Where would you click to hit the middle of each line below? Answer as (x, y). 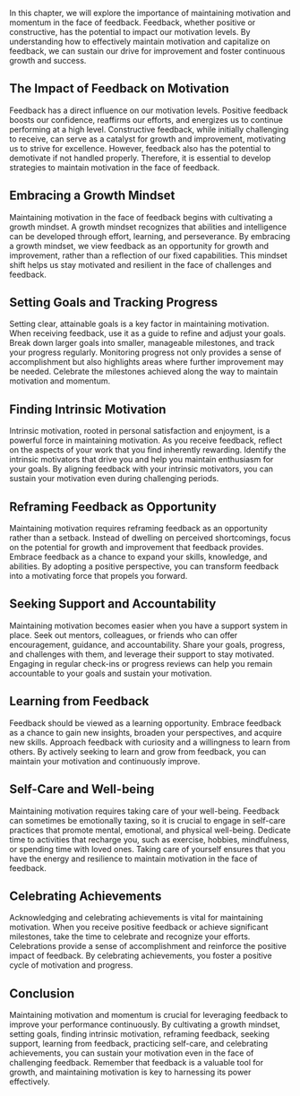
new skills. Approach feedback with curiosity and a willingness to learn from (150, 742)
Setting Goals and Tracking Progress (114, 302)
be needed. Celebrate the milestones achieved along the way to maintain (144, 372)
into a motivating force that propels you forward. (99, 576)
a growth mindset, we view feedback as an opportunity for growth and (139, 246)
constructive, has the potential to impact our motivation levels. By (130, 32)
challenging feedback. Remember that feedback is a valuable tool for (137, 1063)
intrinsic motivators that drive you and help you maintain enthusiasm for (141, 460)
